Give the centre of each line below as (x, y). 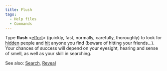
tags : (11, 14)
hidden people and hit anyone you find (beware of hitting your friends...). (80, 43)
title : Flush (19, 10)
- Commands (21, 24)
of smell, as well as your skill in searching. (48, 54)
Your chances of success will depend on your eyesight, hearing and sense (82, 48)
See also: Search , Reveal (31, 63)
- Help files (23, 19)
